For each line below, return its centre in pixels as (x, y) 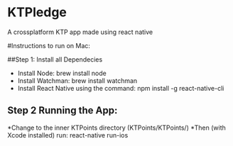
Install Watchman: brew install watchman (77, 80)
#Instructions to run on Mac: (49, 45)
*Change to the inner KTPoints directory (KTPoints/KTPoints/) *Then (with (116, 128)
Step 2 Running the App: (63, 111)
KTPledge (37, 12)
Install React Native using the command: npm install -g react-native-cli (121, 88)
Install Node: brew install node (62, 73)
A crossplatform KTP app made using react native (80, 32)
